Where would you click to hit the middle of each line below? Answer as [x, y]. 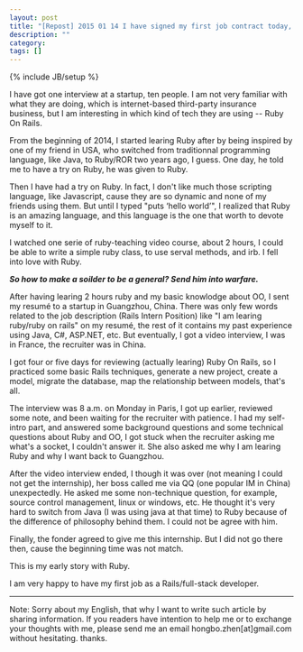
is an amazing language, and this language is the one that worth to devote [147, 216]
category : [28, 43]
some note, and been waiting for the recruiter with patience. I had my [138, 418]
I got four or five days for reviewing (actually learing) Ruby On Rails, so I [143, 363]
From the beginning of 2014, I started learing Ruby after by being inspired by [151, 141]
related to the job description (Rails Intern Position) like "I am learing [136, 316]
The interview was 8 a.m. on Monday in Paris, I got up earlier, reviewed [141, 409]
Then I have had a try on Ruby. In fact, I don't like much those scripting [141, 187]
